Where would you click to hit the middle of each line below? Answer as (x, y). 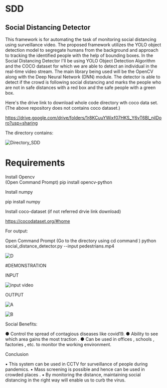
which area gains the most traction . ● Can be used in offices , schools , (80, 339)
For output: (17, 231)
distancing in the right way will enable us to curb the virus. (65, 380)
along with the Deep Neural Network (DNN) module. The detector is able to (83, 77)
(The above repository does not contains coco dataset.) (63, 108)
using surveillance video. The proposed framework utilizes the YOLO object (83, 45)
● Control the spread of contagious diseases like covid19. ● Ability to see (82, 334)
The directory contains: (29, 133)
